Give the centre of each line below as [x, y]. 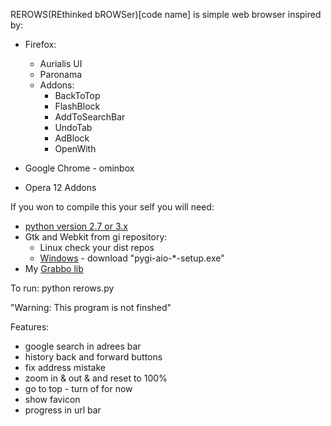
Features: [30, 327]
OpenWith [75, 148]
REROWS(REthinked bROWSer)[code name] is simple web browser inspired [166, 14]
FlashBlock [77, 106]
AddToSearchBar [90, 117]
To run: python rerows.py [62, 288]
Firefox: [40, 44]
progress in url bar [63, 410]
